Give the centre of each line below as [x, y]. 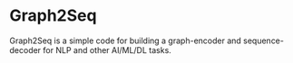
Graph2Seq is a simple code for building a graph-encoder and [126, 40]
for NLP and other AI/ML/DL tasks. [107, 49]
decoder [25, 49]
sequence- [264, 40]
